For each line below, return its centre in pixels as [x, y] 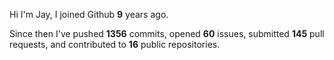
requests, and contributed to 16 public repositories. [115, 44]
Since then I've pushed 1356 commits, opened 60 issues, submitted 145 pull [167, 33]
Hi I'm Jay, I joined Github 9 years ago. [89, 14]
